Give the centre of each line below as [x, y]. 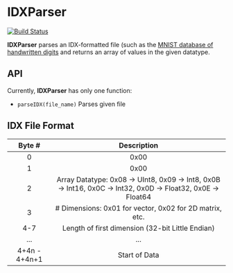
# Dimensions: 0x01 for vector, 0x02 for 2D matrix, [138, 208]
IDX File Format [41, 126]
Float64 [138, 197]
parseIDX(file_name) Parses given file [71, 104]
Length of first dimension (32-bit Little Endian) [138, 228]
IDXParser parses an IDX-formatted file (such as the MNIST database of [110, 44]
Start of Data [138, 255]
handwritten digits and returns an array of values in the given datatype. [109, 52]
